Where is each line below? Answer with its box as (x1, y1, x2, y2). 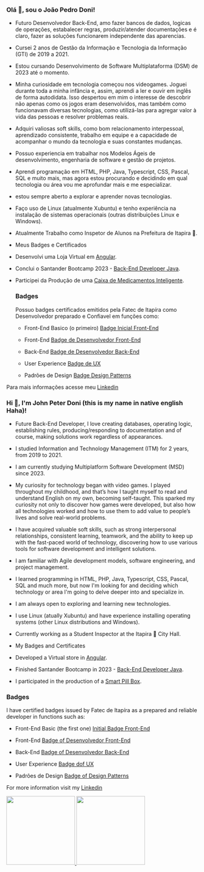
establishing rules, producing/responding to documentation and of (15, 427, 182, 434)
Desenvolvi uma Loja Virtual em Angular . (15, 253, 117, 261)
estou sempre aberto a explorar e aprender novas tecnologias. (15, 193, 172, 200)
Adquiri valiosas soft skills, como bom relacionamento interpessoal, (15, 125, 185, 132)
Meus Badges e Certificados (15, 241, 87, 249)
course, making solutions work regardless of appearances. (15, 433, 163, 440)
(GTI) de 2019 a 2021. (15, 51, 69, 58)
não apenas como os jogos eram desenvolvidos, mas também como (15, 100, 187, 107)
